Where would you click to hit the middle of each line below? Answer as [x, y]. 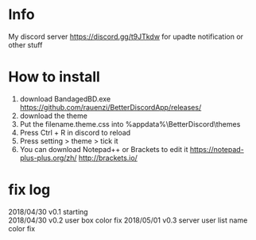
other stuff [25, 44]
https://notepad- [217, 149]
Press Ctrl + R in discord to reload [75, 132]
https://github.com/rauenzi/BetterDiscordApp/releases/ [111, 107]
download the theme [53, 116]
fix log [29, 190]
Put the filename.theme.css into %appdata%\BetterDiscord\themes [130, 124]
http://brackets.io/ [108, 158]
